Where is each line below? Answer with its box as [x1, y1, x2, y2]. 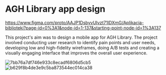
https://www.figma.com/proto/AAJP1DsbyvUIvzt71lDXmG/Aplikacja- [5, 20, 144, 25]
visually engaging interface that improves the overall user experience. [5, 50, 148, 56]
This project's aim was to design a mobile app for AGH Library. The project [5, 34, 158, 40]
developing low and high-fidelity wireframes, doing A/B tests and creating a [5, 45, 160, 50]
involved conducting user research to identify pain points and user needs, [5, 39, 156, 45]
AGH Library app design [5, 3, 106, 15]
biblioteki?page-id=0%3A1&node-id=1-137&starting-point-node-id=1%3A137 [5, 25, 162, 30]
